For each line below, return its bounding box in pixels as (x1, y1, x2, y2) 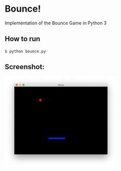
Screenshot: (5, 63, 45, 71)
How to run (5, 35, 41, 43)
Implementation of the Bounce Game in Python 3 (5, 20, 107, 26)
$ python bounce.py (5, 49, 46, 54)
